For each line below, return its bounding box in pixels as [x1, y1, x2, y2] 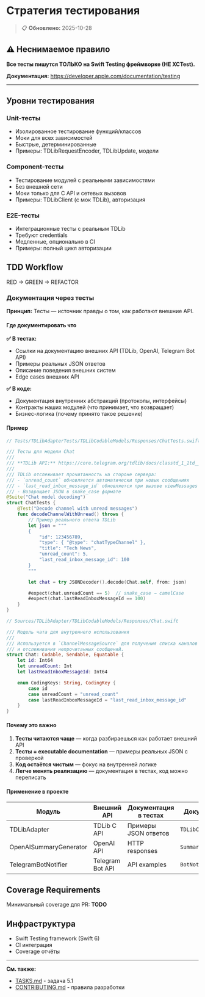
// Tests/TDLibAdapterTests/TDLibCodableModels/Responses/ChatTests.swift [6, 438, 201, 444]
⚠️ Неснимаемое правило [6, 44, 110, 55]
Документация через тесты [6, 294, 95, 302]
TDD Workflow [6, 262, 63, 272]
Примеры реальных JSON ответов [15, 360, 106, 368]
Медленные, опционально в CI [15, 238, 96, 245]
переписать [15, 774, 46, 781]
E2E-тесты [6, 211, 40, 220]
